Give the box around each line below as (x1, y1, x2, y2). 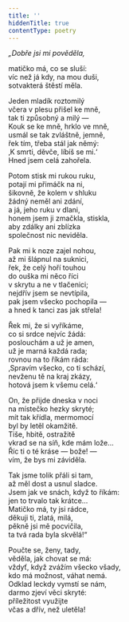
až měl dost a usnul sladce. (8, 479, 98, 489)
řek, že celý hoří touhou (8, 263, 86, 272)
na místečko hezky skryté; (8, 404, 95, 414)
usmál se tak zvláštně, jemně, (8, 130, 106, 140)
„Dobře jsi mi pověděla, (8, 49, 85, 58)
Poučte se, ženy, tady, (8, 545, 81, 555)
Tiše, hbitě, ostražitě (8, 430, 76, 439)
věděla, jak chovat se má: (8, 554, 92, 564)
